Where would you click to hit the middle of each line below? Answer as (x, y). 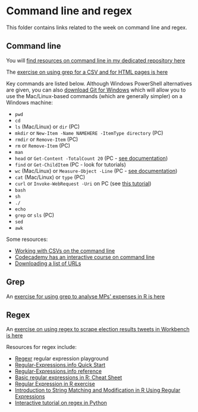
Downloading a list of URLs (48, 263)
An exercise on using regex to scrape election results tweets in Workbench (98, 329)
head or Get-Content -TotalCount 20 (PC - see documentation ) (91, 158)
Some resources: (27, 239)
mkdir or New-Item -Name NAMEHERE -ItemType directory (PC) (89, 133)
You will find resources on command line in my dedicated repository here (96, 60)
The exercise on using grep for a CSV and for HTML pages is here (87, 72)
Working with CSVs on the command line (65, 250)
